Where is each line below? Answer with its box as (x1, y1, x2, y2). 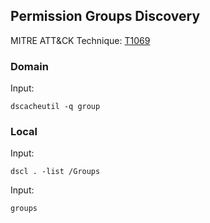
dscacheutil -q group (10, 102, 101, 112)
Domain (10, 59, 49, 73)
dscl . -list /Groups (10, 167, 101, 177)
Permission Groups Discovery (10, 8, 201, 25)
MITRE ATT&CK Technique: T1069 (10, 34, 151, 46)
